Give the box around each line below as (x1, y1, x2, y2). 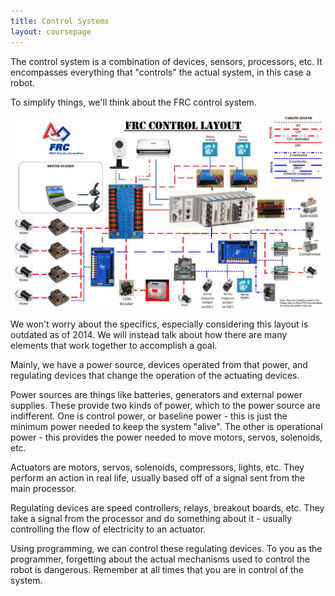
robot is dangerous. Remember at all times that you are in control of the (10, 563, 305, 575)
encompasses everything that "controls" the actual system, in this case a (10, 66, 312, 78)
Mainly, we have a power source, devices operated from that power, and (10, 358, 308, 370)
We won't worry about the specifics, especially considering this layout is (10, 318, 309, 330)
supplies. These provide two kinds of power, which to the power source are (10, 399, 321, 411)
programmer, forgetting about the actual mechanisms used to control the (10, 553, 310, 565)
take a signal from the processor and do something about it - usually (10, 512, 293, 524)
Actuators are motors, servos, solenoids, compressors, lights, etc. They (10, 461, 305, 473)
